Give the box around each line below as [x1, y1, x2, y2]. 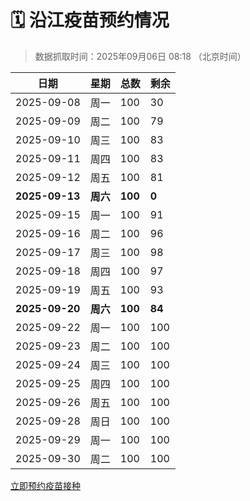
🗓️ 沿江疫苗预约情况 [10, 9, 170, 32]
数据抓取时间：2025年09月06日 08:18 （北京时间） [34, 50, 247, 62]
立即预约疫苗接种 [10, 479, 81, 491]
